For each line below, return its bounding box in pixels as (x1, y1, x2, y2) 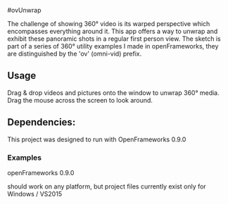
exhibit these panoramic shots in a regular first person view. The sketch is (7, 34, 221, 43)
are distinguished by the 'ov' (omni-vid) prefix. (7, 49, 142, 58)
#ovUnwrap (7, 6, 42, 14)
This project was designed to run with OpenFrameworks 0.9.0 (7, 135, 186, 144)
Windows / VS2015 (7, 189, 62, 198)
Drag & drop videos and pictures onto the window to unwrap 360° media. (7, 88, 220, 97)
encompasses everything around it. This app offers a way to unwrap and (7, 27, 218, 35)
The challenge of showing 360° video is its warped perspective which (7, 20, 210, 27)
